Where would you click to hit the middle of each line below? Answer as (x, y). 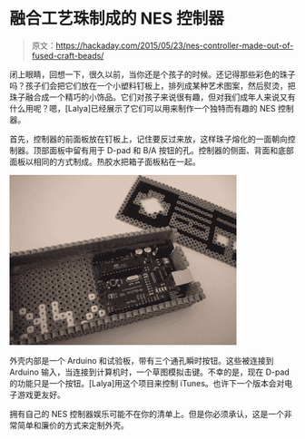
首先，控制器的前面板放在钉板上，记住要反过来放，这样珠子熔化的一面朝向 (148, 139)
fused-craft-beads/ (68, 55)
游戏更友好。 (41, 395)
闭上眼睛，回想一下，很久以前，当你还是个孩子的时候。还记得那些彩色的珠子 (152, 74)
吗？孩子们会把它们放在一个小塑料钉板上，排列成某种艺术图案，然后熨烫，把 (152, 85)
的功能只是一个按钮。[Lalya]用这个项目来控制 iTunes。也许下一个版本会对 (147, 383)
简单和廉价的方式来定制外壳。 (73, 425)
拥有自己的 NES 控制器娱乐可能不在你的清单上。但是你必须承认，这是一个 (147, 414)
